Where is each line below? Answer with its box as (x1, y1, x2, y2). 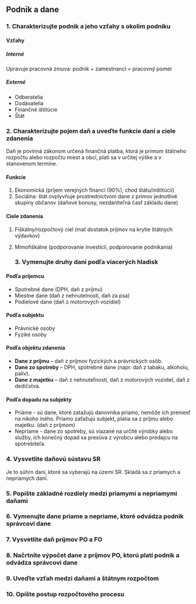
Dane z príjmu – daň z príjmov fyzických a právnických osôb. (14, 358, 163, 365)
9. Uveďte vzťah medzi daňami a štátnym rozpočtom (6, 575, 160, 583)
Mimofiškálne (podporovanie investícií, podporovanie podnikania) (14, 243, 173, 251)
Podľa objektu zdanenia (6, 344, 66, 352)
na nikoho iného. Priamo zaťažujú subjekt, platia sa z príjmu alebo (14, 415, 174, 422)
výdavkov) (14, 232, 40, 239)
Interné (6, 50, 25, 58)
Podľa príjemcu (6, 273, 45, 280)
